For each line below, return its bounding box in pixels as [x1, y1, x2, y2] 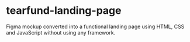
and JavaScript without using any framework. [6, 29, 116, 36]
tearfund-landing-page [6, 4, 122, 17]
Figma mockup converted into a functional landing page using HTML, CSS [6, 23, 185, 30]
